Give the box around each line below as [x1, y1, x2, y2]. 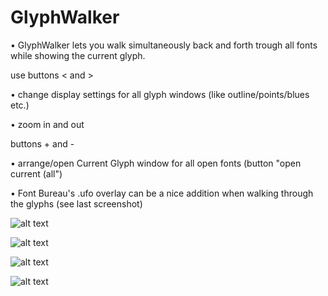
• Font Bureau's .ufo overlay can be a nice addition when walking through [10, 187, 314, 199]
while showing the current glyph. [10, 49, 146, 61]
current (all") [10, 167, 63, 180]
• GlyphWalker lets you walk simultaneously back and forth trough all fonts [10, 39, 318, 51]
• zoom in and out [10, 118, 85, 130]
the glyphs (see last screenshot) [10, 197, 143, 210]
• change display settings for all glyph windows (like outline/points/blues [10, 88, 310, 100]
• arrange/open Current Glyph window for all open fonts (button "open [10, 157, 302, 169]
